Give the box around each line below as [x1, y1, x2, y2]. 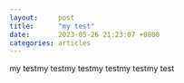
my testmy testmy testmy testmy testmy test [9, 63, 175, 74]
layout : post [9, 13, 75, 23]
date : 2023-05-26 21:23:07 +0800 [9, 30, 160, 39]
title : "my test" [9, 22, 95, 31]
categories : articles [9, 38, 92, 48]
